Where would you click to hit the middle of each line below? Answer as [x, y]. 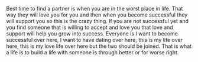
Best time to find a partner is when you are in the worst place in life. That [95, 9]
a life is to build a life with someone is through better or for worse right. [92, 52]
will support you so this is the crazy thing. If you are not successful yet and [98, 21]
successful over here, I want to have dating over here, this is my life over [95, 40]
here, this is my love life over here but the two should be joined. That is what [99, 46]
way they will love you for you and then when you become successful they [97, 15]
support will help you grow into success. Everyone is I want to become [92, 34]
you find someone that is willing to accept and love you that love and [90, 27]
